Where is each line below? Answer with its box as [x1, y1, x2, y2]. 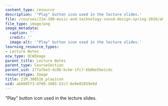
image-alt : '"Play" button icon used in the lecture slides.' [9, 40, 142, 45]
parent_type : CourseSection [5, 63, 64, 68]
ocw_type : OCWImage [5, 53, 46, 59]
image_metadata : [5, 26, 39, 31]
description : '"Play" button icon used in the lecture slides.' [5, 12, 142, 17]
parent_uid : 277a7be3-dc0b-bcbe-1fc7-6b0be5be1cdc [5, 68, 113, 73]
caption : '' [9, 30, 35, 35]
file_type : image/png [5, 21, 50, 26]
